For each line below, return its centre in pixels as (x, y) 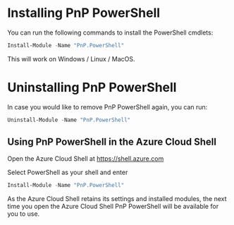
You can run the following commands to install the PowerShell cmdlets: (110, 32)
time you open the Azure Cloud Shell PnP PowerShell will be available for (113, 207)
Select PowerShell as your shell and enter (68, 172)
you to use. (24, 214)
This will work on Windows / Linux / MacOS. (71, 59)
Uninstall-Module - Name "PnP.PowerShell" (69, 120)
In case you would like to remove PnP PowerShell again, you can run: (107, 107)
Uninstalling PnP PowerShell (92, 87)
